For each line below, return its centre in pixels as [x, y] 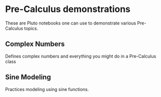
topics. [31, 28]
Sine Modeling [28, 77]
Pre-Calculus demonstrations [68, 9]
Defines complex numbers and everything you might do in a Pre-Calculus [81, 56]
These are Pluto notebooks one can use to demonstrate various [71, 23]
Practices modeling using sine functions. [47, 89]
